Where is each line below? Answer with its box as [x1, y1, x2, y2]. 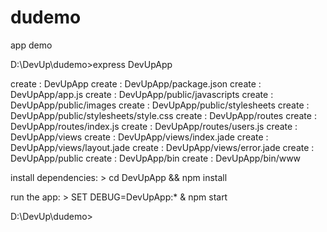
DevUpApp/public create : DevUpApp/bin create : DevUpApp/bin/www [10, 152, 302, 164]
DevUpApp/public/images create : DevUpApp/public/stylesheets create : [10, 99, 310, 111]
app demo [10, 39, 53, 51]
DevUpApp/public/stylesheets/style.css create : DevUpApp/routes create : [10, 109, 317, 121]
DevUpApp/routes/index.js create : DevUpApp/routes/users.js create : [10, 120, 298, 132]
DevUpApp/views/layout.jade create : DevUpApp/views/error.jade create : [10, 141, 315, 153]
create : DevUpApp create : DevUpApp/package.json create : [10, 77, 262, 90]
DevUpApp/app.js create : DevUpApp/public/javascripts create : [10, 88, 274, 100]
